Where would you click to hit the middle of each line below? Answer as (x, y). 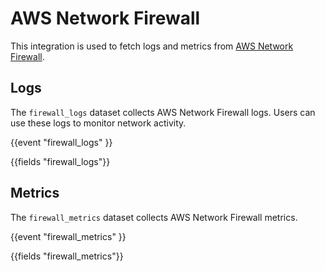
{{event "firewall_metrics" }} (68, 236)
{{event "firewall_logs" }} (61, 142)
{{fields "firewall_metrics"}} (67, 256)
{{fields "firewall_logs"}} (60, 161)
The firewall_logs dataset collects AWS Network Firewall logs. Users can (163, 112)
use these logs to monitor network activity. (98, 123)
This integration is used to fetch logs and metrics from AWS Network (152, 46)
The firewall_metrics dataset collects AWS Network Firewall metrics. (154, 217)
